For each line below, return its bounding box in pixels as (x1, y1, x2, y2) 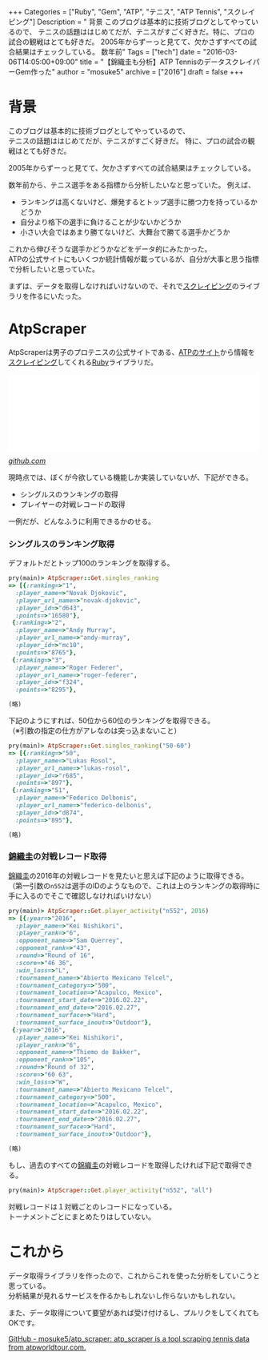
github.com (8, 456, 46, 465)
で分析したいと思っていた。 (8, 264, 100, 274)
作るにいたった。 (29, 291, 86, 300)
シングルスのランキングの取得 (19, 489, 118, 499)
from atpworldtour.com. (8, 1342, 86, 1352)
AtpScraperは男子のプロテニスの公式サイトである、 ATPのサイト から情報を (8, 347, 255, 356)
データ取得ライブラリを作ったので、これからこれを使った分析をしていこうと (8, 1270, 261, 1280)
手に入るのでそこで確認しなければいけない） (8, 891, 156, 900)
